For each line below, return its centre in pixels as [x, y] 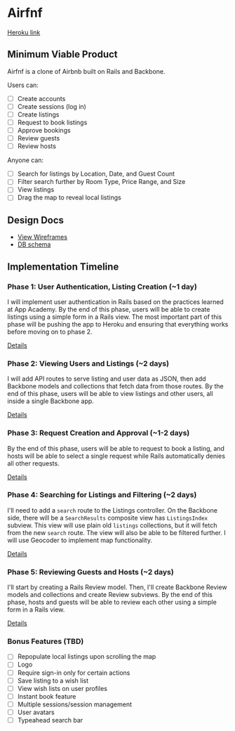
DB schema [34, 244]
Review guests [39, 138]
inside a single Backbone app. [51, 401]
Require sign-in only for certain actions [74, 673]
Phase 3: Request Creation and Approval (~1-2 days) [99, 433]
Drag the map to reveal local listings [69, 197]
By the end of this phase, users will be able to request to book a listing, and [116, 448]
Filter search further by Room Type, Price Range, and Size [101, 182]
